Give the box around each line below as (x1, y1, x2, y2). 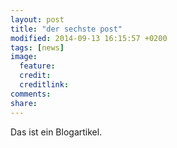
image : (10, 52, 38, 62)
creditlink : (19, 80, 70, 90)
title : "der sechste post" (10, 24, 123, 34)
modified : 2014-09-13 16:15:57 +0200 (10, 33, 168, 43)
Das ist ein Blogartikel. (10, 126, 103, 138)
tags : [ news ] (10, 42, 65, 53)
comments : (10, 89, 52, 99)
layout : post (10, 14, 65, 25)
